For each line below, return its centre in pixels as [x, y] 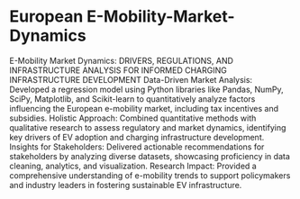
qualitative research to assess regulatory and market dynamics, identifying [148, 127]
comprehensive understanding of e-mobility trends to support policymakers [150, 175]
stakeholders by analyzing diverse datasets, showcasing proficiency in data [150, 156]
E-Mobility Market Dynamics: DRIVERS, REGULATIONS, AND [122, 60]
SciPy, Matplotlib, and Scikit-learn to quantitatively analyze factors [132, 99]
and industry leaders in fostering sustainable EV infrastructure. [126, 185]
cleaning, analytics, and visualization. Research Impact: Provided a [133, 166]
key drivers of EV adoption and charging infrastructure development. [137, 137]
